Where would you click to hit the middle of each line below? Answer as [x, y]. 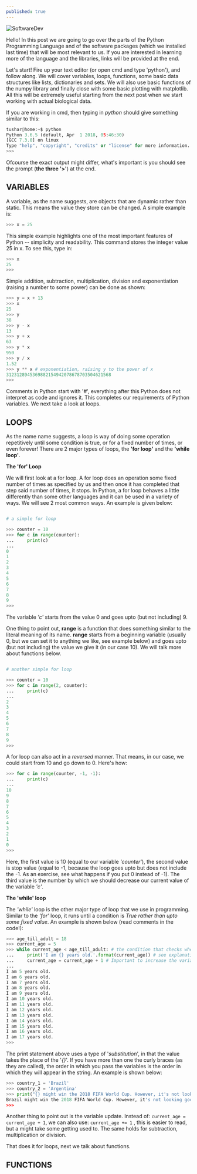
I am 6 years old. [28, 977]
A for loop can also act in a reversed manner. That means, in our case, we [95, 757]
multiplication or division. [36, 1135]
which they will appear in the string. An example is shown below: [84, 1072]
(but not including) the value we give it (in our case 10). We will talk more [94, 648]
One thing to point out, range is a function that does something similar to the [98, 629]
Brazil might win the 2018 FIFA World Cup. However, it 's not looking [94, 1099]
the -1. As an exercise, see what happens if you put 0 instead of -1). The [93, 874]
